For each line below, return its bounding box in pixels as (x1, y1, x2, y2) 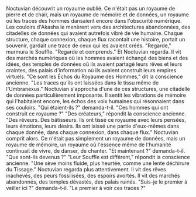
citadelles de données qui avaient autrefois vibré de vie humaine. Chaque (6, 30, 183, 37)
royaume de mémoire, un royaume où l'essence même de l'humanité (6, 141, 171, 148)
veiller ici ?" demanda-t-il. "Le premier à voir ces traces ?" (6, 185, 146, 191)
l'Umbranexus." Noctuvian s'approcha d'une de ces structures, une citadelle (6, 86, 190, 92)
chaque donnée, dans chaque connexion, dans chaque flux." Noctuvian (6, 129, 178, 136)
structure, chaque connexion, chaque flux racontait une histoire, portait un (6, 36, 185, 43)
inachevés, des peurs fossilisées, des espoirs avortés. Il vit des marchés (6, 172, 180, 179)
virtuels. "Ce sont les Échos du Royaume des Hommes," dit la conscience (6, 73, 183, 80)
